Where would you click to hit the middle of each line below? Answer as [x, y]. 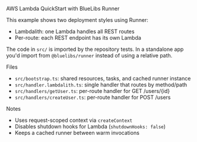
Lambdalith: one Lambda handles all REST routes [74, 31]
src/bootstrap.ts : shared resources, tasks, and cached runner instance [103, 78]
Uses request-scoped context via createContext [73, 120]
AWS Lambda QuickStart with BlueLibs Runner [63, 9]
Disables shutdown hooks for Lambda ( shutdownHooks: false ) [90, 126]
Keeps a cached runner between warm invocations [77, 133]
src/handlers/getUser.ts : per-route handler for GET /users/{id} [92, 91]
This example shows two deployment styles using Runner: [77, 20]
